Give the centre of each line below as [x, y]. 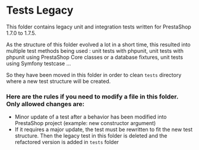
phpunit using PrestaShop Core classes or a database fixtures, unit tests [94, 57]
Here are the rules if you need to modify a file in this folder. [92, 97]
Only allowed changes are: [45, 104]
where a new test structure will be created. [59, 81]
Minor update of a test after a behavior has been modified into [91, 117]
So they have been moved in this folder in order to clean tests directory [94, 75]
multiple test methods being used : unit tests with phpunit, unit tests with [95, 50]
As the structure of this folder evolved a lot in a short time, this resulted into [99, 44]
